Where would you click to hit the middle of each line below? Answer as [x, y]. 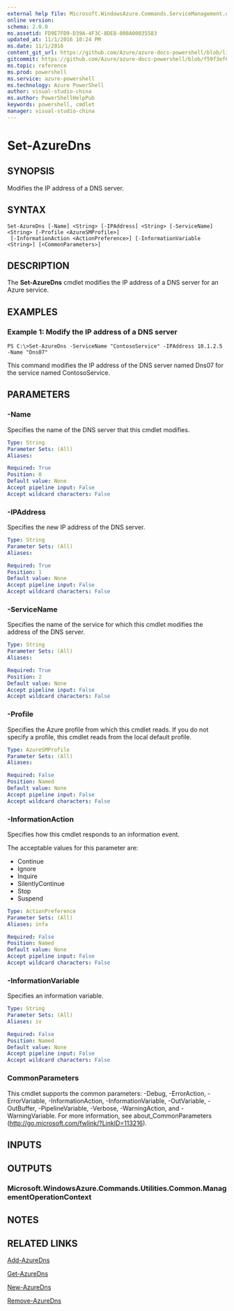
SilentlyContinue [41, 883]
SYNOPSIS [31, 171]
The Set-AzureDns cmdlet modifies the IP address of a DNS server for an [113, 283]
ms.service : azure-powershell [51, 79]
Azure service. [28, 290]
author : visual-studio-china [49, 91]
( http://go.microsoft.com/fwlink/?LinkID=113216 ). [77, 1123]
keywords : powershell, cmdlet [51, 105]
